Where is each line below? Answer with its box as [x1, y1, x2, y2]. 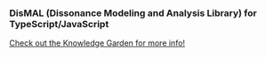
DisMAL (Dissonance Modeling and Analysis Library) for [9, 7, 257, 19]
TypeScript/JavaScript [9, 18, 109, 30]
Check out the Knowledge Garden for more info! [9, 38, 185, 48]
